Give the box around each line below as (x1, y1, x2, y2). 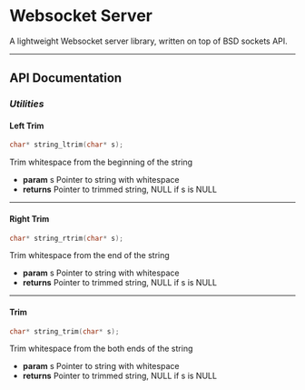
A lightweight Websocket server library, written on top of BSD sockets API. (9, 35, 288, 46)
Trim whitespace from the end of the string (9, 250, 170, 261)
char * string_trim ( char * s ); (9, 326, 120, 336)
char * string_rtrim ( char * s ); (9, 234, 124, 243)
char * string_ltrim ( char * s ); (9, 140, 124, 150)
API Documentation (9, 70, 123, 86)
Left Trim (9, 120, 44, 131)
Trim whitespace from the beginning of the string (9, 156, 193, 168)
